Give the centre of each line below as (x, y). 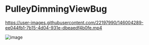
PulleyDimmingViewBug (56, 9)
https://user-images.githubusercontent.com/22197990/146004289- (74, 22)
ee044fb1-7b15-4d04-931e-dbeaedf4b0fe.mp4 (54, 27)
